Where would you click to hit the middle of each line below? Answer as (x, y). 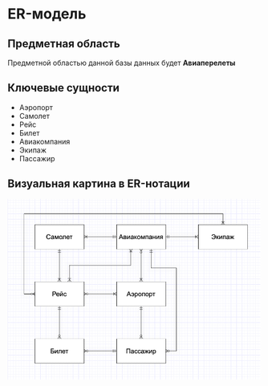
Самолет (34, 116)
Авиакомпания (45, 141)
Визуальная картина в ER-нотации (99, 184)
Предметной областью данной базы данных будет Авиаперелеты (122, 63)
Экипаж (33, 150)
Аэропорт (36, 107)
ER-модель (47, 14)
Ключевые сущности (63, 88)
